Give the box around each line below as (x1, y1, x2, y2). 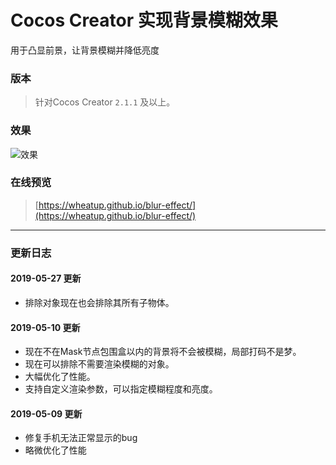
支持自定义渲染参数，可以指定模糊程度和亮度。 (24, 383, 218, 395)
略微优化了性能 (24, 444, 87, 456)
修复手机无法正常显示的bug (24, 432, 138, 444)
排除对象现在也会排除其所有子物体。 (24, 296, 175, 308)
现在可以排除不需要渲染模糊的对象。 (24, 358, 175, 370)
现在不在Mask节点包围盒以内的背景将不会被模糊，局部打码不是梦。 (24, 346, 302, 358)
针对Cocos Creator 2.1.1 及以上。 (34, 96, 176, 108)
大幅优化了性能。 (24, 371, 96, 383)
